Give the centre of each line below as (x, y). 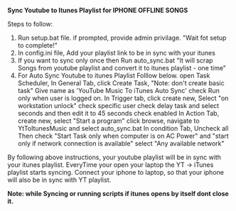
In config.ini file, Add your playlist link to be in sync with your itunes (116, 53)
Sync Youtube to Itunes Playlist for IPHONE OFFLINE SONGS (98, 10)
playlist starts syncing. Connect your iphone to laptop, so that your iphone (116, 172)
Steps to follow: (30, 24)
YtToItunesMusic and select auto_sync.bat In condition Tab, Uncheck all (123, 128)
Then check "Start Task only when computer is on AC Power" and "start (123, 136)
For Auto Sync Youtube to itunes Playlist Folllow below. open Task (114, 75)
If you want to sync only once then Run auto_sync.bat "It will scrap (115, 60)
